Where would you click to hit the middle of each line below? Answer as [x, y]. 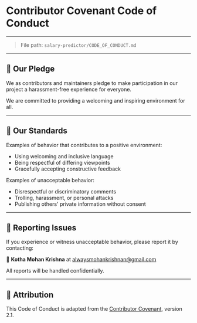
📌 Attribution [30, 295]
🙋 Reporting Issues [41, 228]
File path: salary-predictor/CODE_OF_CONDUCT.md [78, 45]
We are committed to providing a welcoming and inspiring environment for [96, 100]
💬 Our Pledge [30, 69]
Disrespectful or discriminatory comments [65, 191]
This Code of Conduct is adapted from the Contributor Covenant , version [94, 309]
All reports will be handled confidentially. [55, 271]
